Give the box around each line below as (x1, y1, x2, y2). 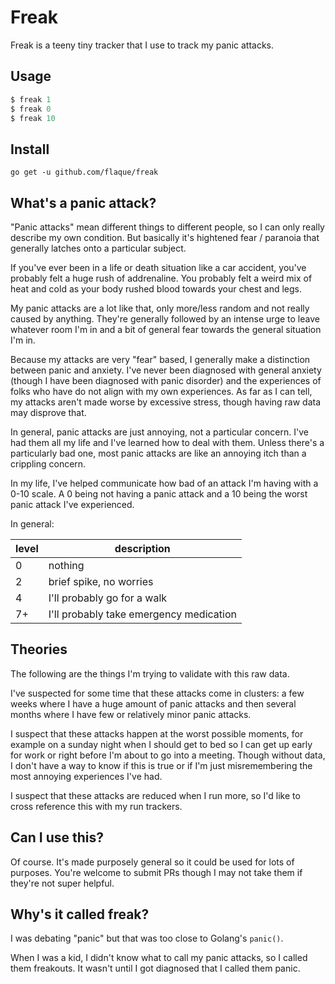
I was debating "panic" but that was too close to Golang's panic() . (10, 932, 284, 945)
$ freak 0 (10, 104, 52, 114)
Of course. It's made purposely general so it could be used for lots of (10, 856, 295, 868)
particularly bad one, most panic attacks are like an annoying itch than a (10, 447, 307, 459)
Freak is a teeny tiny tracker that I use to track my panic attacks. (10, 39, 275, 51)
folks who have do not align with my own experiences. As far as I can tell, (10, 386, 313, 397)
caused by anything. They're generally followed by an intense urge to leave (10, 313, 320, 325)
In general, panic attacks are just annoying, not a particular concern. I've (10, 426, 309, 438)
